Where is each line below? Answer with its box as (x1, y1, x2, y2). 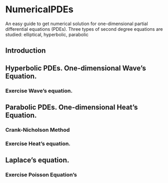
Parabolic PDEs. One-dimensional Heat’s (5, 103, 138, 112)
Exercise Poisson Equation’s (5, 171, 77, 178)
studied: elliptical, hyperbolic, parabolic (5, 31, 89, 37)
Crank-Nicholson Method (5, 126, 70, 133)
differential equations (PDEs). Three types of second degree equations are (5, 26, 163, 32)
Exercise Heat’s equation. (5, 140, 71, 147)
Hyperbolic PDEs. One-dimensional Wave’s (5, 64, 146, 72)
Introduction (5, 46, 46, 55)
